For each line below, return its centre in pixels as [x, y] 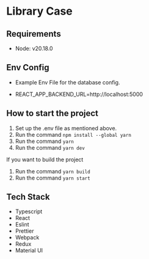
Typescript [29, 211]
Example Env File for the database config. [67, 82]
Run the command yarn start [53, 178]
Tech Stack [28, 197]
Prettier [24, 231]
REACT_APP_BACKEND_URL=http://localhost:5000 [79, 94]
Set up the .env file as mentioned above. [66, 128]
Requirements [34, 34]
